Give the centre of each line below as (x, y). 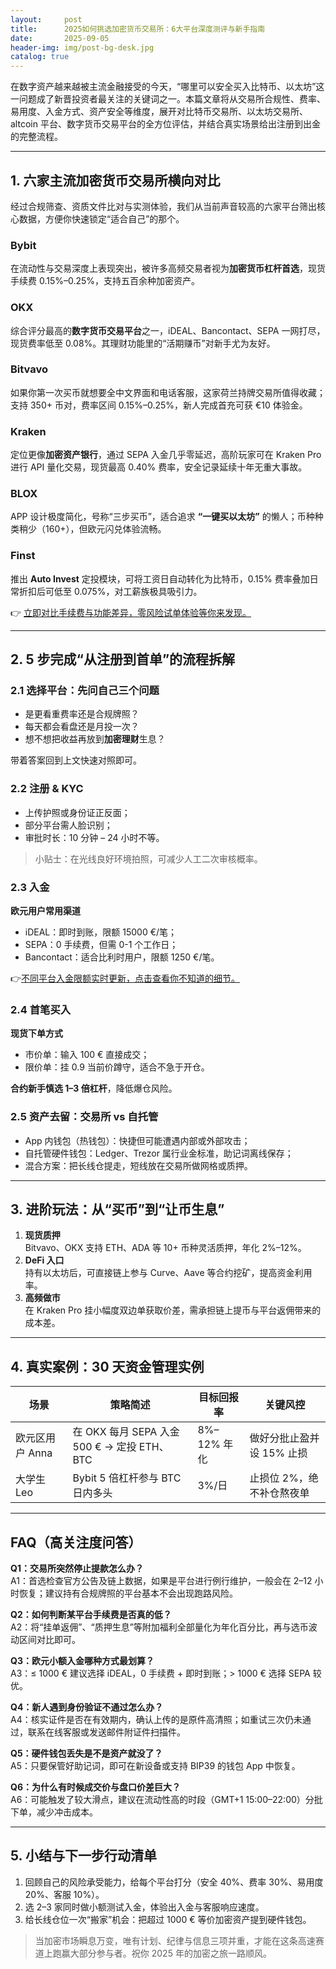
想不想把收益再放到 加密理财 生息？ (95, 739)
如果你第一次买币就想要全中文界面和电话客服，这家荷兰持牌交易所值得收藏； (168, 392)
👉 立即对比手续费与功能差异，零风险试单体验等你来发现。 (131, 612)
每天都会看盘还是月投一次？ (82, 727)
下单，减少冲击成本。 (54, 1812)
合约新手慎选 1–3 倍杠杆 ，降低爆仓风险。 (94, 1088)
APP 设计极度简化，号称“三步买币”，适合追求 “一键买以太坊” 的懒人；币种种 (167, 517)
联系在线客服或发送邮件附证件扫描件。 (106, 1732)
